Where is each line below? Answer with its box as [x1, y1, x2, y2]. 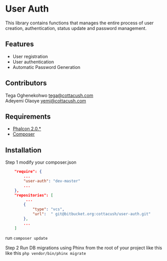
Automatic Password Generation [12, 64, 81, 70]
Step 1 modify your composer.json [5, 159, 77, 165]
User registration [12, 53, 48, 59]
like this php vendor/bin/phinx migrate [5, 250, 86, 256]
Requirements [5, 112, 51, 121]
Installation [5, 145, 42, 155]
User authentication [12, 59, 54, 65]
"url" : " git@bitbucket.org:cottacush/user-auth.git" [32, 211, 151, 217]
